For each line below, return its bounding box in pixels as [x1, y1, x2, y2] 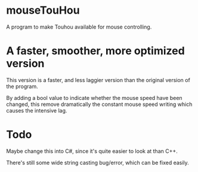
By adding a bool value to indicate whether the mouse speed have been [6, 94, 183, 101]
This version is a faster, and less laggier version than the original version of [6, 76, 191, 83]
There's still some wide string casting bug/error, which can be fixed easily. [6, 159, 189, 166]
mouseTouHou [6, 4, 80, 17]
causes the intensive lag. [6, 107, 67, 114]
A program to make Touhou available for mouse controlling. [6, 23, 152, 30]
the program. [6, 83, 38, 90]
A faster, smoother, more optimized [6, 44, 185, 58]
